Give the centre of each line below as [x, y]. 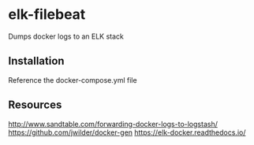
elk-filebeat [47, 15]
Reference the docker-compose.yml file [73, 80]
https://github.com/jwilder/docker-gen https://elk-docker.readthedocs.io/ [127, 132]
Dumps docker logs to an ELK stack [66, 36]
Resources [35, 105]
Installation [36, 61]
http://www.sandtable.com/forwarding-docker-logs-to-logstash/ [113, 124]
